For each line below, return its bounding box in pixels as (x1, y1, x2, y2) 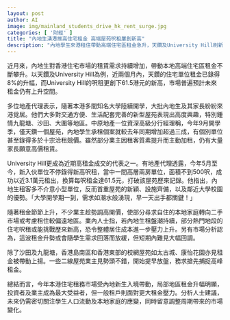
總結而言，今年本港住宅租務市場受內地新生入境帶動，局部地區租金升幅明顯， (7, 280, 223, 288)
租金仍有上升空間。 (7, 87, 62, 95)
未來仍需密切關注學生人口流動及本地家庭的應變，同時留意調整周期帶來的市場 (7, 297, 223, 305)
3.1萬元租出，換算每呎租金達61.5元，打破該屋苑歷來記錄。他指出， (25, 176, 212, 184)
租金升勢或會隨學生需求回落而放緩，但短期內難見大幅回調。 (30, 234, 199, 242)
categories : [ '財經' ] (7, 29, 73, 36)
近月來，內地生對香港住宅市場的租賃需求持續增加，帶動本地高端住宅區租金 (7, 62, 217, 69)
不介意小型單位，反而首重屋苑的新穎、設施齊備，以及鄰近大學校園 (36, 185, 223, 193)
